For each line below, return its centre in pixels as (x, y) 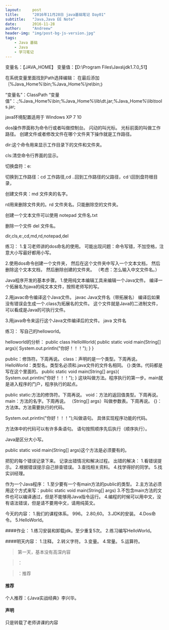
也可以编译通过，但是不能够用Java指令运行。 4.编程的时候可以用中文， (83, 497)
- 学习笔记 (24, 52)
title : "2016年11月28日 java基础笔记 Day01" (56, 15)
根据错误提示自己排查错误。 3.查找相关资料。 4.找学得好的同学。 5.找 (91, 467)
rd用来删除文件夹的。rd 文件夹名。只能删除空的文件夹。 (63, 204)
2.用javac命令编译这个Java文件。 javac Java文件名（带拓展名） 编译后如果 (83, 297)
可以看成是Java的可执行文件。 (37, 309)
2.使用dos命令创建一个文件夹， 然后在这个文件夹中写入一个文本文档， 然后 (83, 263)
